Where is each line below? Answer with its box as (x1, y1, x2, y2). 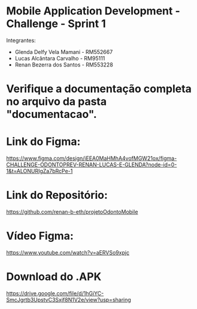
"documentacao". (6, 108, 97, 121)
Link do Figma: (6, 135, 81, 149)
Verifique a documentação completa (6, 82, 192, 96)
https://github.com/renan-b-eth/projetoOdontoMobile (6, 208, 138, 215)
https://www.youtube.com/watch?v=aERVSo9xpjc (6, 249, 130, 256)
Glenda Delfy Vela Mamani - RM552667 (14, 48, 113, 55)
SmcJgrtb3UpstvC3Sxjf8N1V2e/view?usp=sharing (6, 296, 132, 303)
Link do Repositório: (6, 189, 108, 202)
